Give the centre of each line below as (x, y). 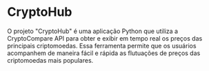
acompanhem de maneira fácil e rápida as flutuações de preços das (104, 53)
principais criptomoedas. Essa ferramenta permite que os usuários (102, 45)
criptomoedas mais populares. (50, 60)
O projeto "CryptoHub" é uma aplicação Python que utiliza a (92, 31)
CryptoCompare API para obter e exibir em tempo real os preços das (105, 38)
